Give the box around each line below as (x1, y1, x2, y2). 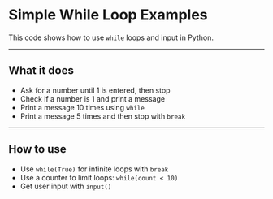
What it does (8, 63, 75, 78)
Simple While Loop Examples (8, 6, 209, 24)
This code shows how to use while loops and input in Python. (8, 32, 214, 42)
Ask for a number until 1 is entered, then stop (19, 85, 171, 95)
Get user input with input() (19, 181, 112, 191)
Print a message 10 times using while (19, 102, 145, 112)
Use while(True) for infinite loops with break (19, 164, 169, 174)
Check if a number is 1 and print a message (19, 93, 165, 103)
